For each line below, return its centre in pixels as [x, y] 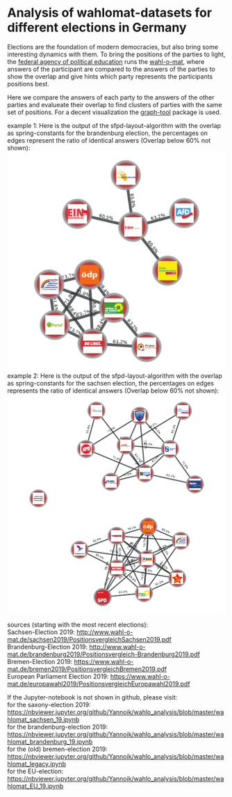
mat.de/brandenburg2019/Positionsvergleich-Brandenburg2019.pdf [103, 654]
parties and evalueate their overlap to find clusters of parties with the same [115, 104]
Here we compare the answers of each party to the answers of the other [111, 97]
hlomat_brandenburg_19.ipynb [50, 741]
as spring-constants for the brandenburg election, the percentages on [108, 133]
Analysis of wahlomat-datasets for [110, 13]
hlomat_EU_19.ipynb [35, 786]
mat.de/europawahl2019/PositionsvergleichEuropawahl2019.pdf [99, 684]
